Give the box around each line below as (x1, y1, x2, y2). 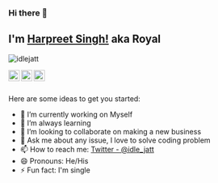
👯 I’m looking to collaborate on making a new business (19, 126, 202, 136)
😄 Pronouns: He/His (19, 155, 89, 165)
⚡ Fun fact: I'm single (19, 165, 90, 175)
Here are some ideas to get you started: (8, 93, 141, 104)
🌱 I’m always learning (19, 117, 91, 128)
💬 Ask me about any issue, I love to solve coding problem (19, 135, 212, 145)
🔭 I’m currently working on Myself (19, 109, 133, 119)
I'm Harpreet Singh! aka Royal (8, 32, 161, 46)
